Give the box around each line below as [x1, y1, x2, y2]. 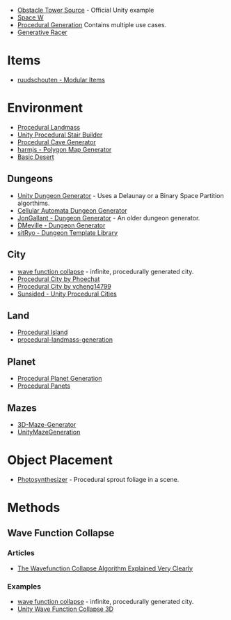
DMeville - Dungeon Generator [17, 221, 106, 229]
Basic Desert [17, 153, 54, 161]
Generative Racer [17, 28, 67, 36]
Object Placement [7, 453, 113, 468]
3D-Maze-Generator [17, 420, 77, 428]
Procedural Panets [17, 381, 71, 390]
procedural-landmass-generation [17, 335, 113, 344]
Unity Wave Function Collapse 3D [17, 605, 113, 613]
